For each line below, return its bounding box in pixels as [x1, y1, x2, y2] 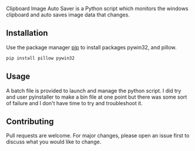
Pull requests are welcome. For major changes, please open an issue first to [6, 132, 190, 139]
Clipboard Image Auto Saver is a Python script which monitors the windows [6, 5, 189, 12]
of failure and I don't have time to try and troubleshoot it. [6, 99, 143, 106]
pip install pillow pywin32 [6, 55, 75, 61]
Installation [6, 28, 48, 38]
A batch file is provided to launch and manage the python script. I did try [6, 87, 181, 94]
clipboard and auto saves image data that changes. [6, 11, 130, 18]
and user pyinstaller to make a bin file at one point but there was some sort [6, 93, 187, 100]
